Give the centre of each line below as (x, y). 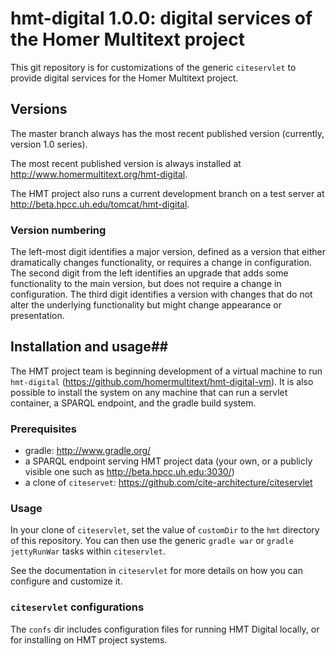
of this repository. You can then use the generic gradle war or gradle (152, 541)
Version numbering (58, 230)
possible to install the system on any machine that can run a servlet (149, 392)
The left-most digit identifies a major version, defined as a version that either (168, 252)
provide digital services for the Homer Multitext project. (124, 78)
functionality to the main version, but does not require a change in (146, 284)
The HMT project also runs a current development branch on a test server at (167, 193)
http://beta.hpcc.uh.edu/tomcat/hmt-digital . (100, 204)
